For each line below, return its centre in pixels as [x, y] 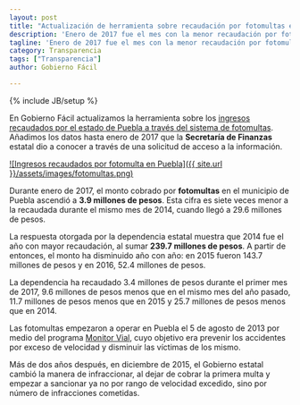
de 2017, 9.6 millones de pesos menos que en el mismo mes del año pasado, [150, 291]
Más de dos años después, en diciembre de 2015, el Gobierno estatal [137, 364]
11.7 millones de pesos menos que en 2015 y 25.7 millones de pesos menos [147, 301]
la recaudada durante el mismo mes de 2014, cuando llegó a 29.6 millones [146, 209]
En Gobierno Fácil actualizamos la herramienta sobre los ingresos [130, 118]
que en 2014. [33, 310]
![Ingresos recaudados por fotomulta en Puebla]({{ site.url [116, 164]
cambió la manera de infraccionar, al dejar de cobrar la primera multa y [140, 374]
